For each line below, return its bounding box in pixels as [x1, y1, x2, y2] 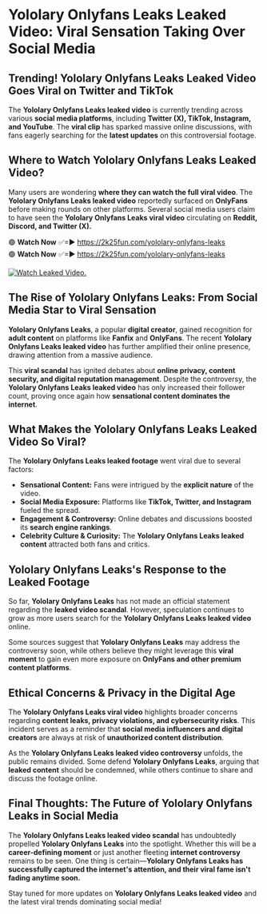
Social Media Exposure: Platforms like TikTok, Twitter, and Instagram [19, 497, 252, 507]
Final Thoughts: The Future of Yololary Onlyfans [8, 797, 253, 810]
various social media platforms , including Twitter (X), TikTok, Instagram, [8, 113, 252, 123]
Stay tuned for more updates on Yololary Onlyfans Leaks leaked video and [8, 888, 257, 898]
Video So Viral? [8, 435, 86, 449]
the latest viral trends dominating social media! [8, 896, 162, 906]
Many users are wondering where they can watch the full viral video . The [8, 187, 253, 197]
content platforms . [8, 663, 72, 673]
